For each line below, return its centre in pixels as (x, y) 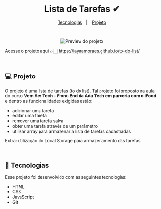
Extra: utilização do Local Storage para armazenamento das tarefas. (73, 140)
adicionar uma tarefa (33, 110)
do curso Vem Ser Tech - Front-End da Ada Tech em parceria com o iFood (81, 95)
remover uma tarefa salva (38, 121)
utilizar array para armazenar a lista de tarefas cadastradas (71, 131)
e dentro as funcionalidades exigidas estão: (49, 101)
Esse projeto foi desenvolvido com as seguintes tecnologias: (66, 177)
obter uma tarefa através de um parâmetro (55, 126)
